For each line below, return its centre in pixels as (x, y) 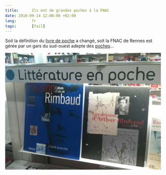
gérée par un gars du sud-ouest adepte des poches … (60, 46)
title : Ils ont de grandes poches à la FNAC (57, 10)
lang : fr (21, 21)
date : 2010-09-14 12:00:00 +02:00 (41, 16)
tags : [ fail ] (25, 26)
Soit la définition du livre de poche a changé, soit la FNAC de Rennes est (79, 41)
